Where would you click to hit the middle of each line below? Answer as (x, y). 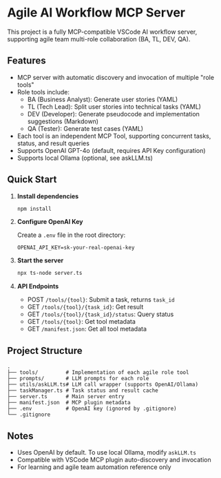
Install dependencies (48, 196)
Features (27, 61)
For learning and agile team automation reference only (94, 467)
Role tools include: (43, 92)
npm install (34, 209)
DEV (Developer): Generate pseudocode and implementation (113, 114)
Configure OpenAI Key (50, 222)
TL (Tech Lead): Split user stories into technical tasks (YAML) (114, 106)
